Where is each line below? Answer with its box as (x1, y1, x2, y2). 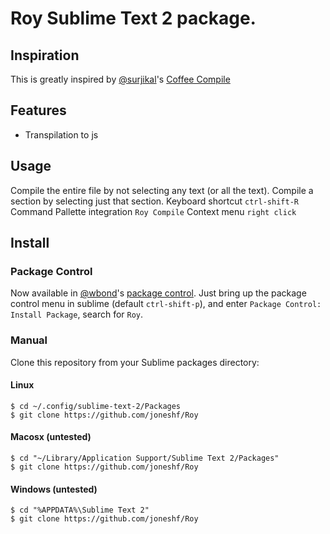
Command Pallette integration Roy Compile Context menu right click (10, 205, 297, 217)
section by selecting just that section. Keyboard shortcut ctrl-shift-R (10, 195, 299, 207)
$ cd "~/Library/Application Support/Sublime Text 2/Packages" (10, 453, 280, 464)
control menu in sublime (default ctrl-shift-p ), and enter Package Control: (10, 298, 322, 310)
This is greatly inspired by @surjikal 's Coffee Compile (10, 73, 231, 85)
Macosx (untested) (10, 431, 92, 443)
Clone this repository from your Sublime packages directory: (10, 356, 260, 368)
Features (10, 102, 67, 119)
